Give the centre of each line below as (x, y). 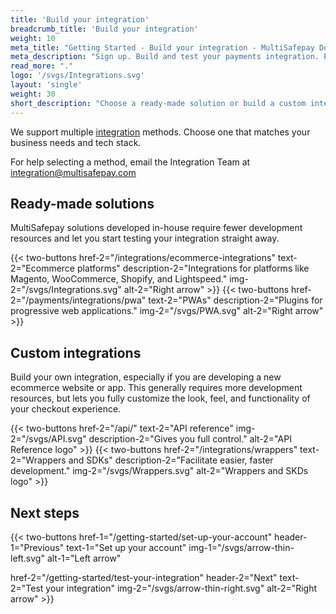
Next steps (45, 512)
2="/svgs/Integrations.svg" (66, 290)
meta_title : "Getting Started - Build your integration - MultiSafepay (162, 47)
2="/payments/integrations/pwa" (78, 300)
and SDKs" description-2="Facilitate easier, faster (171, 460)
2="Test (27, 588)
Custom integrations (76, 352)
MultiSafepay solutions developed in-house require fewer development (156, 228)
